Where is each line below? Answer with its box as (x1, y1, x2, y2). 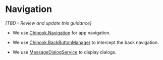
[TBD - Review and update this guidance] (5, 20, 92, 26)
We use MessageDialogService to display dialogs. (12, 49, 117, 55)
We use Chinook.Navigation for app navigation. (12, 29, 111, 35)
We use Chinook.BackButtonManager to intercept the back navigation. (12, 39, 159, 45)
